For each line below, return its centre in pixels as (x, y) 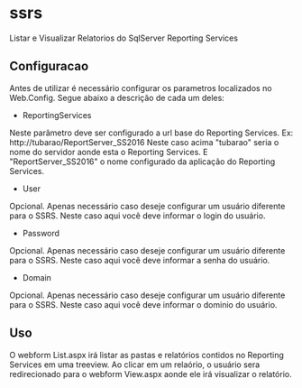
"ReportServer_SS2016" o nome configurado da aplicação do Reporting (142, 162)
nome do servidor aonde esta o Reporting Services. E (109, 152)
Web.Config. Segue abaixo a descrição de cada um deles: (117, 97)
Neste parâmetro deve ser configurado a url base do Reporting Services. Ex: (151, 133)
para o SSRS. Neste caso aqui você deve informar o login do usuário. (137, 216)
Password (41, 233)
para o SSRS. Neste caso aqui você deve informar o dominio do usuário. (143, 304)
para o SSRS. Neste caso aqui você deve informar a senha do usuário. (140, 260)
